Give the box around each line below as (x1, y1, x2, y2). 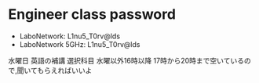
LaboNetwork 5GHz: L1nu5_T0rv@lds (19, 39, 140, 49)
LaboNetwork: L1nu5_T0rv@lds (19, 31, 120, 41)
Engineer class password (8, 5, 177, 23)
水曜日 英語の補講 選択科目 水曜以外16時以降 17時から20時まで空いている (8, 56, 245, 65)
